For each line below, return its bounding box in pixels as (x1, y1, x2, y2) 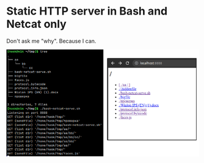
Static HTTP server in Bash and (6, 4, 168, 18)
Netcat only (6, 17, 67, 31)
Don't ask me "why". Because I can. (6, 37, 97, 44)
